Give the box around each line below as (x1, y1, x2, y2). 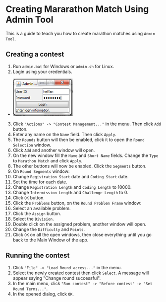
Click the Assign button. (12, 210, 61, 217)
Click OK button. (12, 195, 45, 201)
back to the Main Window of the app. (12, 237, 89, 243)
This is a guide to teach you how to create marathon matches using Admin (5, 30, 156, 36)
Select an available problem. (12, 205, 71, 211)
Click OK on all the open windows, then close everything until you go (12, 231, 152, 237)
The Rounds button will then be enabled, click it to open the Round (12, 137, 145, 143)
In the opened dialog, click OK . (12, 291, 74, 297)
